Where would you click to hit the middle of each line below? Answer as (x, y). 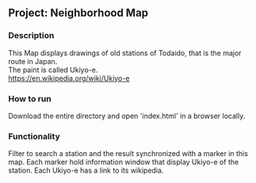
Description (31, 36)
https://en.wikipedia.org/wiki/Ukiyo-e (69, 78)
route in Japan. (33, 61)
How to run (30, 98)
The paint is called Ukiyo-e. (53, 70)
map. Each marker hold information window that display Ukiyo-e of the (124, 162)
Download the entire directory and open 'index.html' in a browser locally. (127, 116)
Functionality (34, 136)
